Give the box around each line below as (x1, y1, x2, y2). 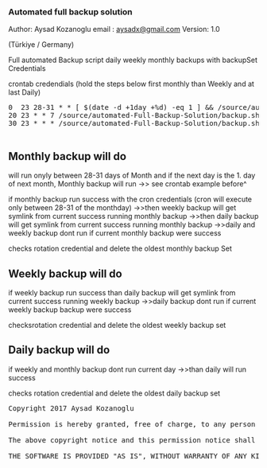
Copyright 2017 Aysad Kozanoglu (8, 404, 134, 412)
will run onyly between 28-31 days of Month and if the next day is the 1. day (8, 170, 256, 181)
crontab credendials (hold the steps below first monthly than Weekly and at (8, 79, 254, 89)
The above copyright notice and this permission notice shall (8, 435, 256, 444)
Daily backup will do (8, 343, 110, 357)
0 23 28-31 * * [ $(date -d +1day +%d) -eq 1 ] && (8, 103, 215, 112)
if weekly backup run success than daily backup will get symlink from (8, 287, 236, 297)
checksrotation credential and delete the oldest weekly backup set (8, 320, 226, 330)
